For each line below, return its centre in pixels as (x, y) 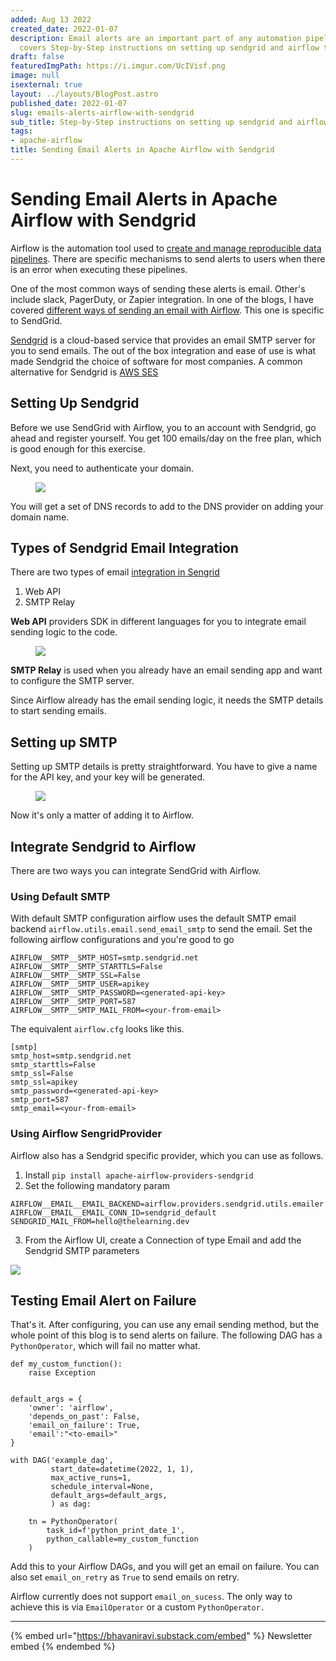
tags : (21, 131)
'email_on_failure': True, (84, 1426)
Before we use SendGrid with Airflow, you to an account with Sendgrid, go (163, 427)
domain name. (40, 517)
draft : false (37, 57)
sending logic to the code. (64, 632)
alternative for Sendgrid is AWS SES (84, 372)
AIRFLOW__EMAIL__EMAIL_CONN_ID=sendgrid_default (113, 1212)
